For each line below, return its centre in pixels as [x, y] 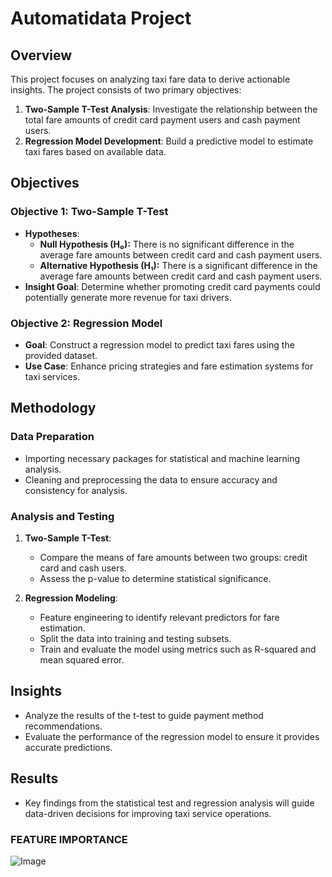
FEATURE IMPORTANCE [69, 839]
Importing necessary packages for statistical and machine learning [162, 458]
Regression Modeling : [71, 598]
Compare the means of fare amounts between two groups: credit [173, 557]
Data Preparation [52, 437]
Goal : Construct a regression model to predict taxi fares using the [159, 344]
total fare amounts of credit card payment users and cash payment [162, 120]
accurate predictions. [68, 747]
